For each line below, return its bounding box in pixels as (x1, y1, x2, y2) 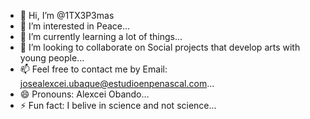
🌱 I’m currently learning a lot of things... (19, 31, 183, 42)
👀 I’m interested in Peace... (19, 20, 131, 32)
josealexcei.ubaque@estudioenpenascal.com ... (19, 78, 215, 89)
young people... (19, 52, 85, 64)
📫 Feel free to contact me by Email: (19, 63, 168, 75)
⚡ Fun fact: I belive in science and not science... (19, 100, 217, 111)
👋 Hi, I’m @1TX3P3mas (19, 10, 115, 21)
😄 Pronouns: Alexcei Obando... (19, 88, 150, 100)
